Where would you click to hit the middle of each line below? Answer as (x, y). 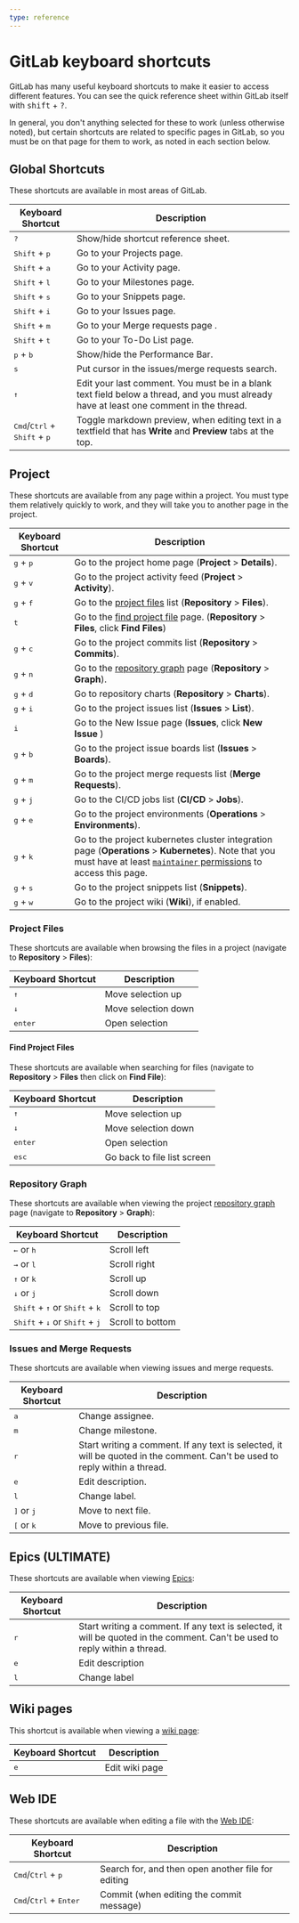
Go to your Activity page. (128, 268)
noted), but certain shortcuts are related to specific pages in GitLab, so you (147, 132)
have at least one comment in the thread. (162, 406)
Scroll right (133, 1263)
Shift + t (32, 340)
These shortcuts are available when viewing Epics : (102, 1578)
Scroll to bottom (143, 1321)
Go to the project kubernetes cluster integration (174, 840)
